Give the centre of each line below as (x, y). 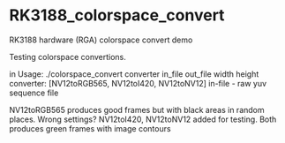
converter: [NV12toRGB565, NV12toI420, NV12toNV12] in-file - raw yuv (138, 83)
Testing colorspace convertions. (67, 56)
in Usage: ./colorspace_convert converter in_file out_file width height (134, 74)
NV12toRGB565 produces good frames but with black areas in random (137, 109)
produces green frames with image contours (90, 128)
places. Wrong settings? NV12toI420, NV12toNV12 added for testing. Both (143, 119)
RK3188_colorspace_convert (117, 15)
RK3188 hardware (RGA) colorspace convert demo (101, 40)
